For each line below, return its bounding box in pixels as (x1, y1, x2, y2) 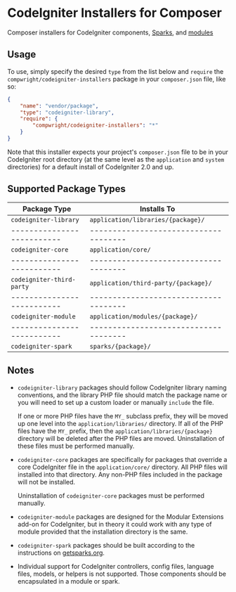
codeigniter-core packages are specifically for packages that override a (17, 455, 228, 463)
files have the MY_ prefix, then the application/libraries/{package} (17, 427, 213, 435)
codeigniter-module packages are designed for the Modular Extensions (17, 512, 224, 521)
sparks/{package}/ (89, 342, 151, 350)
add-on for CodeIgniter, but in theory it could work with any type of (17, 520, 212, 528)
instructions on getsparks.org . (17, 548, 105, 557)
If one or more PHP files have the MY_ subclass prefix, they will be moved (17, 411, 228, 420)
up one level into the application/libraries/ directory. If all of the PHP (17, 419, 223, 427)
